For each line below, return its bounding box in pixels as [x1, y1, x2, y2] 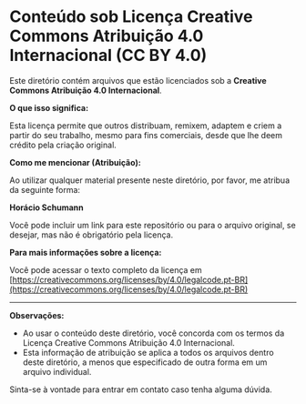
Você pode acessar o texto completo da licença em [9, 264, 202, 275]
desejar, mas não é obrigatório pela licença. [9, 229, 174, 240]
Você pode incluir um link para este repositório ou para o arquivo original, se [9, 219, 296, 230]
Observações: [9, 309, 65, 320]
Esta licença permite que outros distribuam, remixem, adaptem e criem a [9, 120, 282, 131]
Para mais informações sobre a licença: [9, 247, 162, 258]
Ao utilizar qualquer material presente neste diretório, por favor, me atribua [9, 175, 290, 186]
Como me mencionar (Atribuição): [9, 157, 141, 167]
